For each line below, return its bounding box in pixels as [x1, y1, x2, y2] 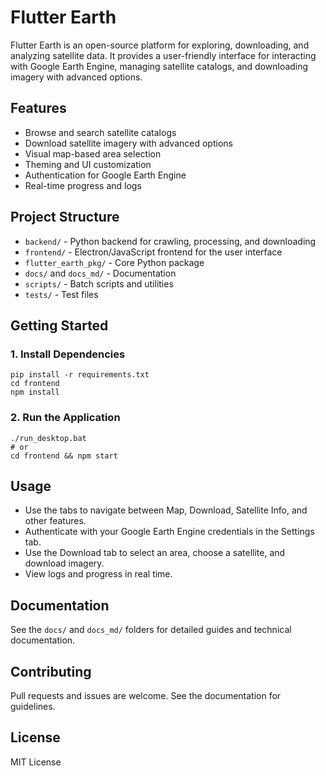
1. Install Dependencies [10, 347, 126, 361]
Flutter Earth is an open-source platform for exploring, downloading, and [10, 39, 310, 51]
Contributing [10, 663, 92, 680]
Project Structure [10, 209, 120, 226]
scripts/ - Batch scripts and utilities [24, 277, 174, 290]
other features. [24, 515, 87, 527]
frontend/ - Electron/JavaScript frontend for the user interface [24, 246, 283, 258]
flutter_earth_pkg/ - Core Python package [24, 256, 205, 268]
